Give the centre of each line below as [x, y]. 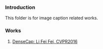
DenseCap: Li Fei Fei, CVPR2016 [45, 41]
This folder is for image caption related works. [51, 18]
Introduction [20, 7]
